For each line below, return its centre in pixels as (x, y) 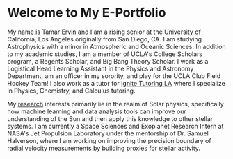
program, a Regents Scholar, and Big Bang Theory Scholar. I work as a (108, 61)
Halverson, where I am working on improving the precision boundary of (109, 140)
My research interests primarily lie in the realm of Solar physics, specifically (115, 104)
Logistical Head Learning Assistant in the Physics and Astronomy (101, 68)
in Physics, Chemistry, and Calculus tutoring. (71, 91)
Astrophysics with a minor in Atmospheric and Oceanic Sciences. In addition (116, 46)
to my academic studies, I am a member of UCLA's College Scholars (105, 54)
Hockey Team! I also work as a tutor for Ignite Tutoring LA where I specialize (116, 83)
